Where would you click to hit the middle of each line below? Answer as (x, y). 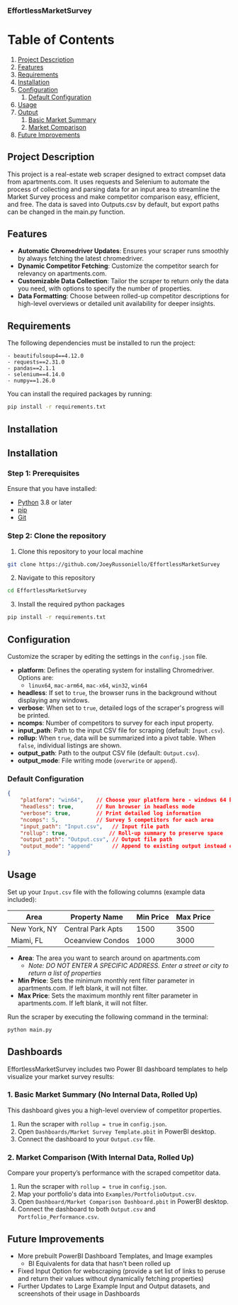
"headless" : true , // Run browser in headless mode (107, 807)
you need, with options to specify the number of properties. (105, 288)
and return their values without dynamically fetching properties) (110, 1278)
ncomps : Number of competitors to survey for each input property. (115, 723)
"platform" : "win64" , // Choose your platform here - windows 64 (123, 800)
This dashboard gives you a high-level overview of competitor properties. (114, 1110)
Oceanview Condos (97, 940)
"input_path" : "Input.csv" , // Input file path (95, 826)
